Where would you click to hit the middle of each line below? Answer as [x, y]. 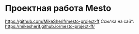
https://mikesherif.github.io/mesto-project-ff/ [50, 26]
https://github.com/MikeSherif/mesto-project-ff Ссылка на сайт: [70, 21]
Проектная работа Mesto [58, 8]
